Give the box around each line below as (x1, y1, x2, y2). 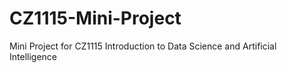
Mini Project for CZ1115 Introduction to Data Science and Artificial (9, 40, 277, 52)
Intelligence (9, 50, 57, 62)
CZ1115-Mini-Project (9, 7, 182, 30)
